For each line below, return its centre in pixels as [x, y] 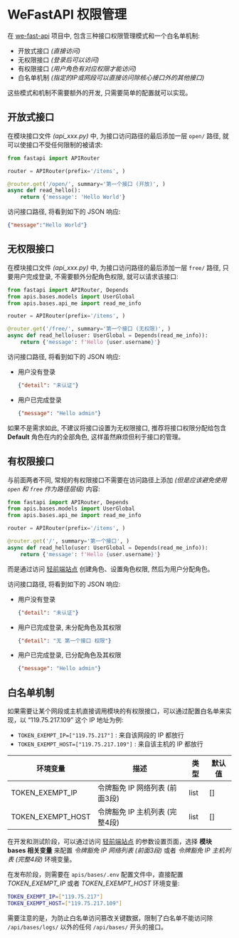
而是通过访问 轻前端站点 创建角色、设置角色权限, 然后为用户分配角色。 [111, 569]
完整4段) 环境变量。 [47, 860]
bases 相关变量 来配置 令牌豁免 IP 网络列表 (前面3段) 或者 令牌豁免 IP [109, 850]
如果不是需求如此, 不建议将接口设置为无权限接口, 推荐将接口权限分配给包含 [117, 427]
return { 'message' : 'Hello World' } [73, 197]
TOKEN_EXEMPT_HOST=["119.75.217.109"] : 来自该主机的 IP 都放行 [110, 744]
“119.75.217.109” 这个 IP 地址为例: [75, 720]
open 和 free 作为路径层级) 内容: [54, 489]
